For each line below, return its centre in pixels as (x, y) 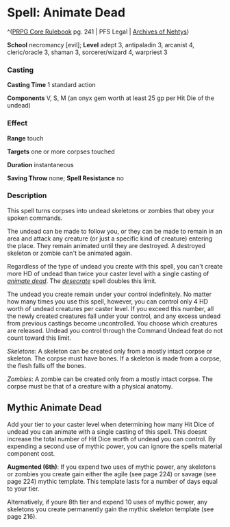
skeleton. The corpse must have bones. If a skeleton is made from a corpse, (114, 358)
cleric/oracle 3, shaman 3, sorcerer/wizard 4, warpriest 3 (87, 52)
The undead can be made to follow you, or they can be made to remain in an (115, 231)
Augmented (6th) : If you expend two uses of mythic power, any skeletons (112, 467)
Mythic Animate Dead (54, 408)
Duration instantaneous (40, 164)
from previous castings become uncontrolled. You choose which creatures (112, 323)
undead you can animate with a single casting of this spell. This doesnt (107, 431)
